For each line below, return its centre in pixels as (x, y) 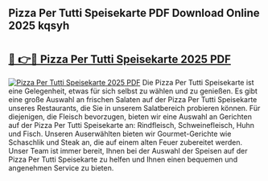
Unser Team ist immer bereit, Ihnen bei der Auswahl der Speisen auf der (128, 151)
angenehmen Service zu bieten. (61, 168)
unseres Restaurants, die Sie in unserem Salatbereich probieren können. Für (134, 108)
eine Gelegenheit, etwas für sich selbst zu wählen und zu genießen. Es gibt (133, 91)
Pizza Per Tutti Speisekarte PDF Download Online (134, 13)
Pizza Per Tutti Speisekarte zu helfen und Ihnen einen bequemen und (123, 159)
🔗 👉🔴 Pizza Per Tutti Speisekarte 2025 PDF (120, 59)
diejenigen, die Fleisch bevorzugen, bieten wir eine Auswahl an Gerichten (130, 117)
